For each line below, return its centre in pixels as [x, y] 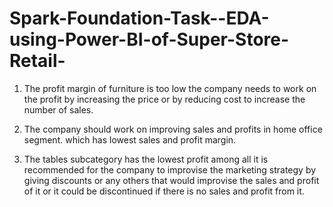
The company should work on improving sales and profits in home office [173, 129]
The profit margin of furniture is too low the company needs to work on [170, 88]
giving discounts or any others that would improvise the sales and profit [171, 180]
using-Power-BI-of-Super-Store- [149, 39]
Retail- [37, 61]
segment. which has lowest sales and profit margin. [130, 139]
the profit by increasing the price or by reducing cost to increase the [164, 99]
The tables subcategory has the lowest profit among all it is [146, 159]
